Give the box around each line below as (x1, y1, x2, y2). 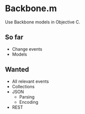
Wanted (5, 65, 29, 74)
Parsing (19, 94, 35, 100)
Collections (12, 83, 35, 89)
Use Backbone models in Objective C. (5, 19, 81, 25)
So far (5, 33, 24, 41)
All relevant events (12, 78, 49, 84)
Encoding (19, 99, 39, 105)
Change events (12, 46, 42, 52)
